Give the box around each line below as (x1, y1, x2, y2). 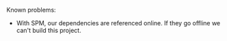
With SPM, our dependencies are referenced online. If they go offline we (16, 19, 221, 27)
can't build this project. (16, 27, 81, 34)
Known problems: (6, 6, 56, 14)
